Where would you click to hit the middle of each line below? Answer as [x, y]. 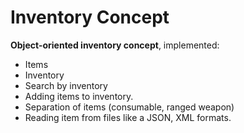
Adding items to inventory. [79, 96]
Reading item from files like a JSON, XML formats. [128, 117]
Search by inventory [66, 85]
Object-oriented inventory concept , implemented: [115, 45]
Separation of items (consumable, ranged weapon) [129, 107]
